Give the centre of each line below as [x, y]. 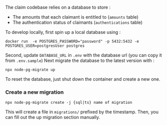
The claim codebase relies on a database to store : [58, 7]
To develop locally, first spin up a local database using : [63, 32]
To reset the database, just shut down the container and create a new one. [83, 79]
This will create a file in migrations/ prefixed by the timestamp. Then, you [82, 112]
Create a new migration [35, 92]
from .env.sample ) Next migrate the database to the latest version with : [80, 60]
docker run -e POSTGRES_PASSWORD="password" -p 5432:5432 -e [72, 41]
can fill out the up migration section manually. [53, 117]
